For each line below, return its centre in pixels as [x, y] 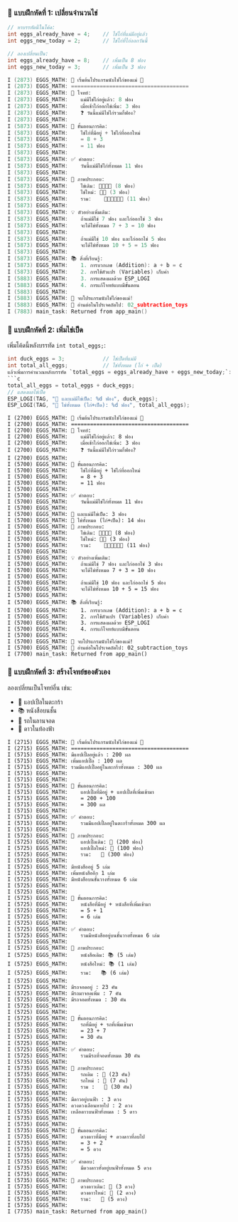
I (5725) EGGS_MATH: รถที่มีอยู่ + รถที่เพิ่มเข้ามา [70, 1024]
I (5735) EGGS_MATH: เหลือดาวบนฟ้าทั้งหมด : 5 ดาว [72, 1112]
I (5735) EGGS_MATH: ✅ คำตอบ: [52, 1161]
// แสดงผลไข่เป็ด [26, 392]
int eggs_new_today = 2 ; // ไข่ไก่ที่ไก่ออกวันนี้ [77, 41]
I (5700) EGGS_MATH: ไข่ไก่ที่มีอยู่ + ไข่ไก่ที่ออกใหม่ [74, 471]
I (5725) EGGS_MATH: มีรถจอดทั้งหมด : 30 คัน [67, 999]
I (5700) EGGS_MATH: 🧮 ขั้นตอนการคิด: [58, 465]
